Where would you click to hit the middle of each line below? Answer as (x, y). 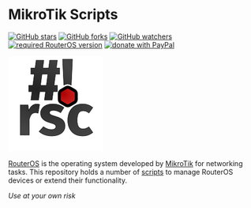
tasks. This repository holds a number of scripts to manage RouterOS (121, 172)
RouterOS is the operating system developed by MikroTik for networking (126, 163)
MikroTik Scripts (63, 15)
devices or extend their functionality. (68, 180)
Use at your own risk (42, 195)
